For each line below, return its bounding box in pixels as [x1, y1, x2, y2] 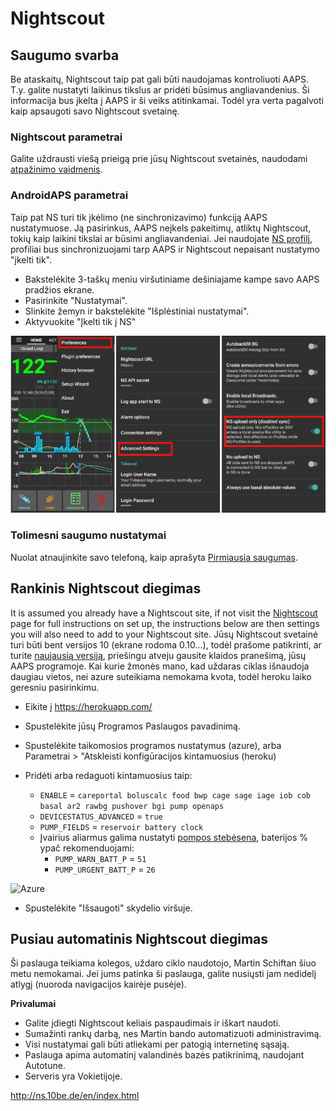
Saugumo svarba [10, 47, 120, 64]
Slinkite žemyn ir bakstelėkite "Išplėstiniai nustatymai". [24, 305, 250, 317]
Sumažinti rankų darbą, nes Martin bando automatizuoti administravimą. [24, 1028, 322, 1040]
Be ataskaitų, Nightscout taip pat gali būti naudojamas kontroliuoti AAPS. [10, 73, 310, 85]
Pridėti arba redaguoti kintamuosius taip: [24, 769, 193, 781]
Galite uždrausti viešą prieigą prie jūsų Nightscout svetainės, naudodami [10, 153, 308, 165]
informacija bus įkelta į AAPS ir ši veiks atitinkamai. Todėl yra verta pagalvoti [10, 95, 324, 106]
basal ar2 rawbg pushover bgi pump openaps [39, 801, 225, 811]
